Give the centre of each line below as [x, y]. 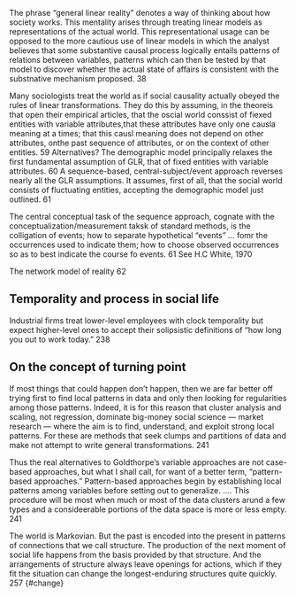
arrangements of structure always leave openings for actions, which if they [146, 564]
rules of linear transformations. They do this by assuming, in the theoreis [141, 105]
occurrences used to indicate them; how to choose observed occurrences [144, 244]
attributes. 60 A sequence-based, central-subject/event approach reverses [146, 171]
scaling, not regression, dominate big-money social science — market [137, 416]
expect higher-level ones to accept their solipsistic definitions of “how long [145, 330]
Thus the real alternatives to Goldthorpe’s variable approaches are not [137, 462]
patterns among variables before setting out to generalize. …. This [129, 490]
